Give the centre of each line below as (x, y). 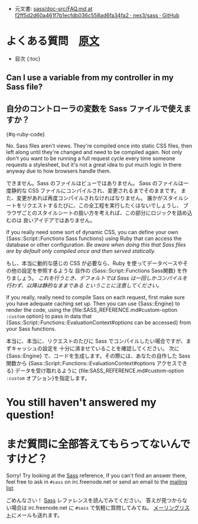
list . (10, 488)
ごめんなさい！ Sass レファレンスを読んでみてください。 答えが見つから (94, 500)
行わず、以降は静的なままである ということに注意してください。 (84, 286)
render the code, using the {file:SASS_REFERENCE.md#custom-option (92, 310)
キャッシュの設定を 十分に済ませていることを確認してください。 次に (95, 349)
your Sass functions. (31, 329)
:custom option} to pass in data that (49, 317)
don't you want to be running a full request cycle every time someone (91, 158)
